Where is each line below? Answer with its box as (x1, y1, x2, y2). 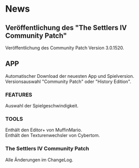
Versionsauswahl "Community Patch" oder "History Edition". (5, 78, 131, 85)
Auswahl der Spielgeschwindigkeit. (5, 103, 79, 109)
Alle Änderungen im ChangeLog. (5, 156, 74, 163)
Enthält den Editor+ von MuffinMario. (5, 127, 82, 133)
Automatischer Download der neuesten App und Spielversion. (5, 73, 134, 79)
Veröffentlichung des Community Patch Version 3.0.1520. (5, 45, 124, 51)
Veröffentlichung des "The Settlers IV (5, 23, 127, 32)
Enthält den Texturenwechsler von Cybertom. (5, 132, 100, 138)
